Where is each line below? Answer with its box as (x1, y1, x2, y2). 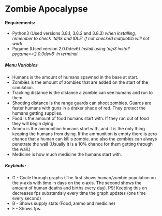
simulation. (12, 85, 34, 91)
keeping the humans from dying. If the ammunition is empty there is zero (12, 131, 157, 137)
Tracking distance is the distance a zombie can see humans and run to (12, 90, 153, 95)
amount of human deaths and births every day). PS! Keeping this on (12, 185, 147, 191)
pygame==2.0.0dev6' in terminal (12, 51, 78, 57)
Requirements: (5, 19, 35, 25)
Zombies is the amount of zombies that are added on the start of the (12, 79, 148, 85)
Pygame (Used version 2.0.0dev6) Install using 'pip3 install (12, 46, 130, 52)
